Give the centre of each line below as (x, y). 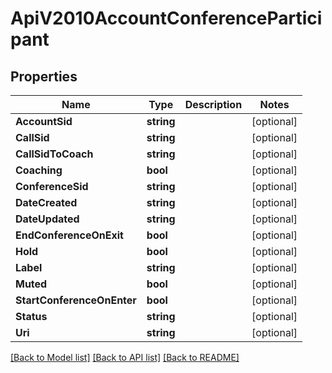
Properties (44, 76)
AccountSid (44, 121)
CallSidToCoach (54, 154)
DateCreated (46, 202)
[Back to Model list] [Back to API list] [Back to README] (125, 357)
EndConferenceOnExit (69, 235)
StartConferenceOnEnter (76, 300)
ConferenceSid (52, 186)
